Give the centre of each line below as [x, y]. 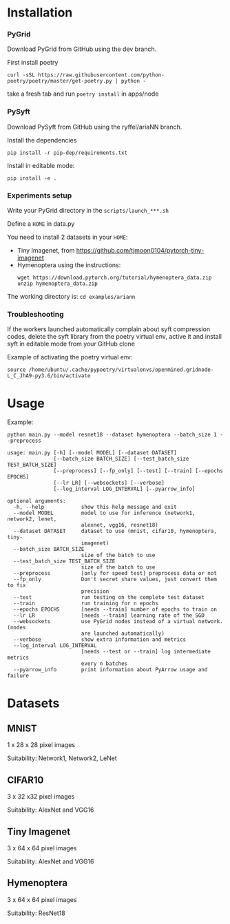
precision [95, 591]
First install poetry [33, 63]
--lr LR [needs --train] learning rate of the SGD [109, 616]
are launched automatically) [123, 634]
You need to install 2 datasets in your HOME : [67, 237]
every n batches [104, 664]
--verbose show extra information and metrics [100, 640]
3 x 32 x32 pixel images [41, 797]
